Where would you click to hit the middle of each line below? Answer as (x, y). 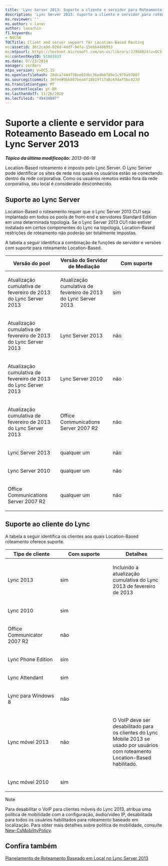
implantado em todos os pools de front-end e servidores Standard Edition (81, 217)
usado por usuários (135, 745)
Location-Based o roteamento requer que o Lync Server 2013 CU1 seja (78, 211)
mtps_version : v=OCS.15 (30, 71)
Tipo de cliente (31, 554)
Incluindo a (126, 567)
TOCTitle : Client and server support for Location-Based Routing (74, 43)
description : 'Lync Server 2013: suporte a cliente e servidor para (78, 15)
